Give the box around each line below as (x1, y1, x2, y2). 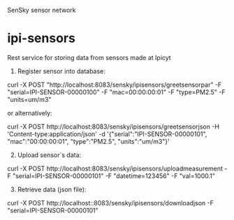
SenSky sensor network (7, 6, 76, 14)
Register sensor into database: (17, 66, 106, 75)
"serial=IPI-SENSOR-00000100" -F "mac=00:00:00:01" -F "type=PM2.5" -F (7, 87, 226, 96)
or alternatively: (7, 108, 52, 117)
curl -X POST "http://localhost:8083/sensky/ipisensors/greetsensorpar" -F (7, 80, 222, 89)
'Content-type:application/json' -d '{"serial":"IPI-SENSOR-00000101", (7, 129, 207, 138)
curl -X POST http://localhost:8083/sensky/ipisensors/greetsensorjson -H (7, 122, 220, 131)
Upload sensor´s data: (17, 150, 82, 159)
